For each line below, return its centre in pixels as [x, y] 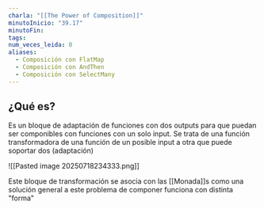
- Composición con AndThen [60, 67]
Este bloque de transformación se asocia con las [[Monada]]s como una [126, 181]
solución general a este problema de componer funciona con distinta [121, 190]
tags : [17, 38]
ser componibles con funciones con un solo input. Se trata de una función [129, 134]
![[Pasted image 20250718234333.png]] [74, 166]
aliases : [23, 52]
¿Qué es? [32, 106]
